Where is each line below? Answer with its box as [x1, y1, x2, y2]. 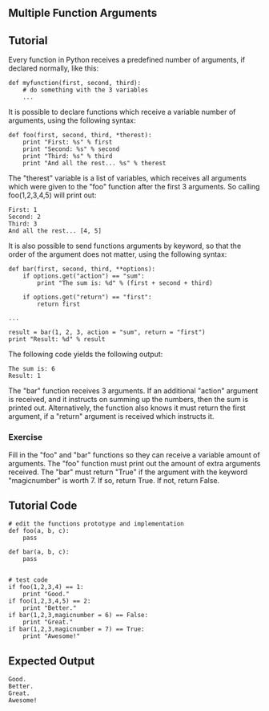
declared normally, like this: [8, 63, 98, 73]
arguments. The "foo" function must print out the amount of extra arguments [8, 458, 261, 468]
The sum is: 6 [8, 365, 56, 373]
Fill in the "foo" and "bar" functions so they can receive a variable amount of [8, 449, 260, 460]
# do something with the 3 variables [22, 86, 149, 95]
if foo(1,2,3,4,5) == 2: [8, 597, 91, 605]
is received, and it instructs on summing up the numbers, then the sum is [8, 395, 249, 404]
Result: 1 [8, 372, 42, 380]
